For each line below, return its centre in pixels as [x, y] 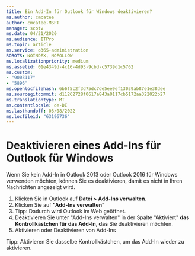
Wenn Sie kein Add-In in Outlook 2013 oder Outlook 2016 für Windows [92, 175]
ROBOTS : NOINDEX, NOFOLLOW [39, 56]
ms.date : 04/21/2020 [32, 34]
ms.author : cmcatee [30, 17]
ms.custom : [20, 72]
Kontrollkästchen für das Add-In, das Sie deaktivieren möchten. [94, 224]
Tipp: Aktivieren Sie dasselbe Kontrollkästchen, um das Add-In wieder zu [95, 242]
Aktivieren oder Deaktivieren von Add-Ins [65, 230]
